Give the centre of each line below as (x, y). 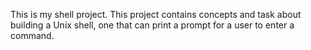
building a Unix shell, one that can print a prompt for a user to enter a (152, 25)
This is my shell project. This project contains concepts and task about (156, 14)
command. (32, 35)
